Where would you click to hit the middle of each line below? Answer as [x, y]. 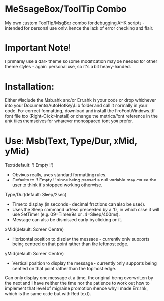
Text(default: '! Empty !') [29, 165]
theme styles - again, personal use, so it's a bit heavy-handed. [68, 66]
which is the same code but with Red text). [48, 293]
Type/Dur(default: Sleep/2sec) [36, 194]
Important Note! [38, 48]
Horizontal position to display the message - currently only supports [81, 239]
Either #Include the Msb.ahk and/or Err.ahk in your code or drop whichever [81, 100]
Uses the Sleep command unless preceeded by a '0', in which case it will [85, 209]
